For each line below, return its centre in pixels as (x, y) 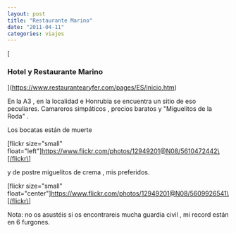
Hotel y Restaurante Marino (55, 72)
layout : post (26, 14)
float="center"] (29, 193)
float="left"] (25, 151)
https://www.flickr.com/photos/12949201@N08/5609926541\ (140, 193)
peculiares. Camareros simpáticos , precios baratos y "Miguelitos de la (110, 108)
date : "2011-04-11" (36, 27)
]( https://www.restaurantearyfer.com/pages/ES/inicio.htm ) (92, 87)
